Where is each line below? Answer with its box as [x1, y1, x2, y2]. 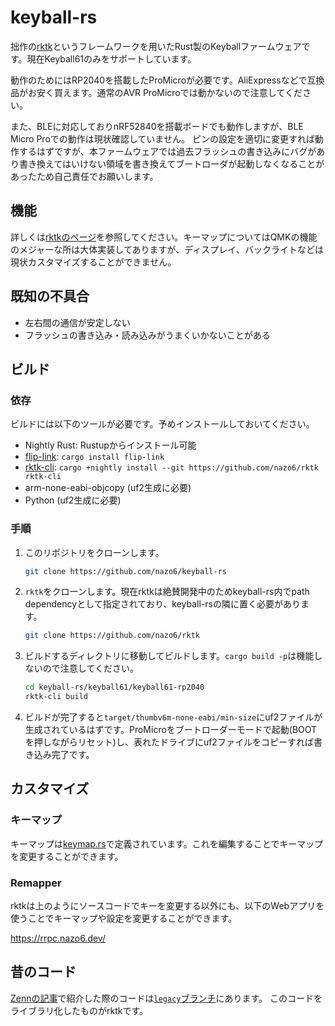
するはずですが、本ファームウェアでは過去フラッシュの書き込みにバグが [18, 145, 317, 157]
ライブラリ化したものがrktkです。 [10, 1004, 149, 1016]
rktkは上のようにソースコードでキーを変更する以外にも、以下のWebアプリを [10, 900, 325, 912]
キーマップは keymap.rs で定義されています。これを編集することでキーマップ [10, 837, 324, 850]
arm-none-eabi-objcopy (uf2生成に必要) [24, 482, 192, 494]
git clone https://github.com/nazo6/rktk [24, 631, 200, 641]
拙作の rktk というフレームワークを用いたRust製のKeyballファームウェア [10, 40, 302, 52]
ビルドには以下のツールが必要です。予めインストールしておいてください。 [10, 418, 315, 430]
